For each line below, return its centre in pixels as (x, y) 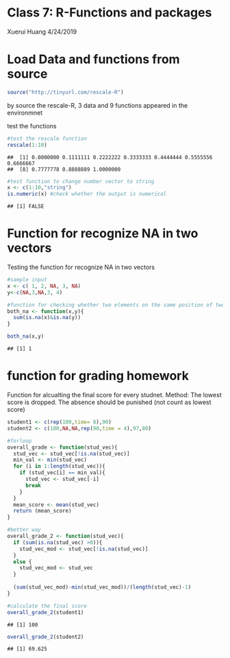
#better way (24, 530)
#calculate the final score (47, 606)
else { (23, 562)
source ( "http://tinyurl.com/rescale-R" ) (66, 92)
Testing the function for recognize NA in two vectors (81, 267)
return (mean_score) (42, 511)
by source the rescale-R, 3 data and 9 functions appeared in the (98, 105)
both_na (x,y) (26, 337)
